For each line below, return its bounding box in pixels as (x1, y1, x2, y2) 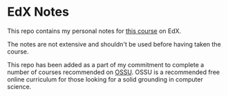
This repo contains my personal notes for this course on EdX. (7, 27, 182, 35)
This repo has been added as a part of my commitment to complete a (7, 60, 205, 69)
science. (7, 82, 32, 91)
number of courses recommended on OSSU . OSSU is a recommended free (7, 68, 220, 76)
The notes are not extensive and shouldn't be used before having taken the (7, 40, 221, 48)
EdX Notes (7, 4, 69, 20)
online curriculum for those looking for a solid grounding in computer (7, 75, 204, 83)
